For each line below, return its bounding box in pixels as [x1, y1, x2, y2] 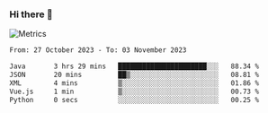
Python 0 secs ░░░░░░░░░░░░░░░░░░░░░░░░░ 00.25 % [9, 95, 259, 104]
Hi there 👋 [9, 8, 54, 21]
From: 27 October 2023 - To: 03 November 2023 [9, 46, 187, 55]
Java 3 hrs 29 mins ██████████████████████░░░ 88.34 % [9, 62, 259, 71]
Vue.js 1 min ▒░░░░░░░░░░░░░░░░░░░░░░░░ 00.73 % [9, 87, 259, 96]
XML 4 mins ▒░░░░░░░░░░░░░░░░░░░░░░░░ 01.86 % [9, 78, 259, 88]
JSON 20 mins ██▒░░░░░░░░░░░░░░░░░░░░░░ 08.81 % [9, 71, 259, 80]
